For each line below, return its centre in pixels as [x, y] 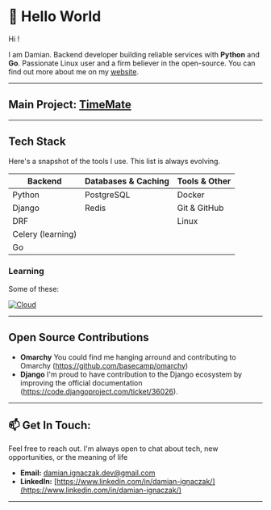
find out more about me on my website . [74, 71]
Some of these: [33, 289]
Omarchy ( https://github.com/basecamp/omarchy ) [104, 365]
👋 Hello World [55, 17]
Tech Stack [37, 142]
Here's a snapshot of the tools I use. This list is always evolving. [114, 161]
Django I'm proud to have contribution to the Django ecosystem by [131, 374]
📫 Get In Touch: [50, 426]
